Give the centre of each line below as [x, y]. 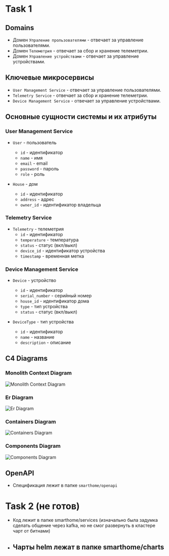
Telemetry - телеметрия [38, 229]
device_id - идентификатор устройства [63, 250]
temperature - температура [49, 240]
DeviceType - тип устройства [43, 322]
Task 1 [19, 9]
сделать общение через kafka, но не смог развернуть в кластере [84, 525]
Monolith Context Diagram [39, 373]
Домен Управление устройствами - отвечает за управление [76, 56]
